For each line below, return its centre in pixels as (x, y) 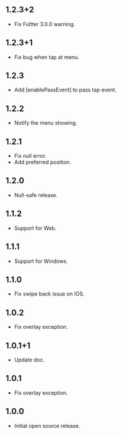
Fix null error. (30, 156)
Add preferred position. (43, 162)
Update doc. (29, 360)
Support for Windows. (41, 261)
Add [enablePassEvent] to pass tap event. (65, 90)
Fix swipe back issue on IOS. (49, 294)
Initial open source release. (47, 426)
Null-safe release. (36, 195)
